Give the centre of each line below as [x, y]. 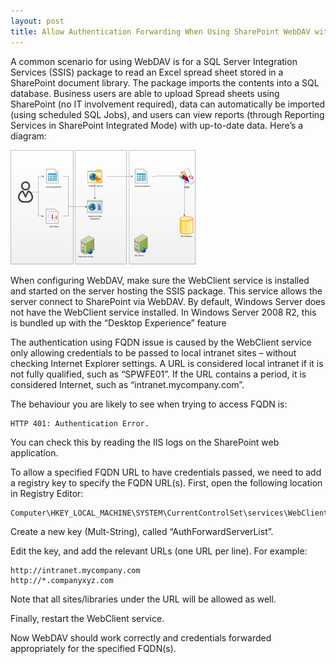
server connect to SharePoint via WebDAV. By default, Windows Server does [168, 301]
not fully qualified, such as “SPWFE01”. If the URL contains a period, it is [158, 374]
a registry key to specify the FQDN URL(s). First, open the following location [166, 482]
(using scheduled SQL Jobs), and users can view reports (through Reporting [167, 114]
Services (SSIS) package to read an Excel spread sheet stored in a [147, 72]
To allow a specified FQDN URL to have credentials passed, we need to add [166, 472]
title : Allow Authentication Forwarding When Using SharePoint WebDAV [160, 31]
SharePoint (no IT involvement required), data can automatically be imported [168, 104]
